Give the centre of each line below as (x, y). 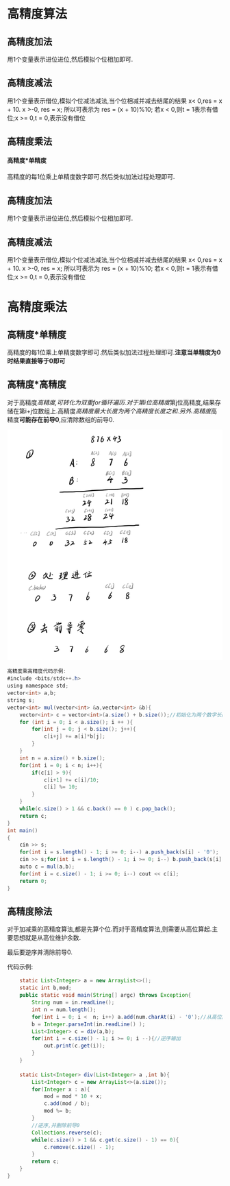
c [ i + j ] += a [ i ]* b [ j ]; (75, 737)
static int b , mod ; (46, 988)
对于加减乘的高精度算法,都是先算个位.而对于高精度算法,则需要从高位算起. (110, 929)
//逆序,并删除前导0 (56, 1125)
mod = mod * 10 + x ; (73, 1097)
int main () (23, 830)
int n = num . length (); (64, 1009)
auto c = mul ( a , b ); (47, 867)
